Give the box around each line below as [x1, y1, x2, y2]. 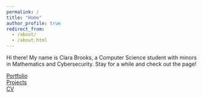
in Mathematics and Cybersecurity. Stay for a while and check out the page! [6, 60, 197, 68]
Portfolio [6, 72, 28, 79]
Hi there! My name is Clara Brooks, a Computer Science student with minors [6, 54, 197, 61]
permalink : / [6, 9, 40, 15]
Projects [6, 79, 27, 86]
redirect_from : [6, 26, 45, 32]
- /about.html [12, 37, 47, 43]
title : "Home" [6, 15, 43, 21]
